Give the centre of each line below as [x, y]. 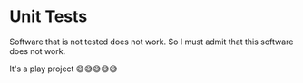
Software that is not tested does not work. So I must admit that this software [151, 41]
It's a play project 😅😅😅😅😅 [64, 69]
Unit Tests [49, 17]
